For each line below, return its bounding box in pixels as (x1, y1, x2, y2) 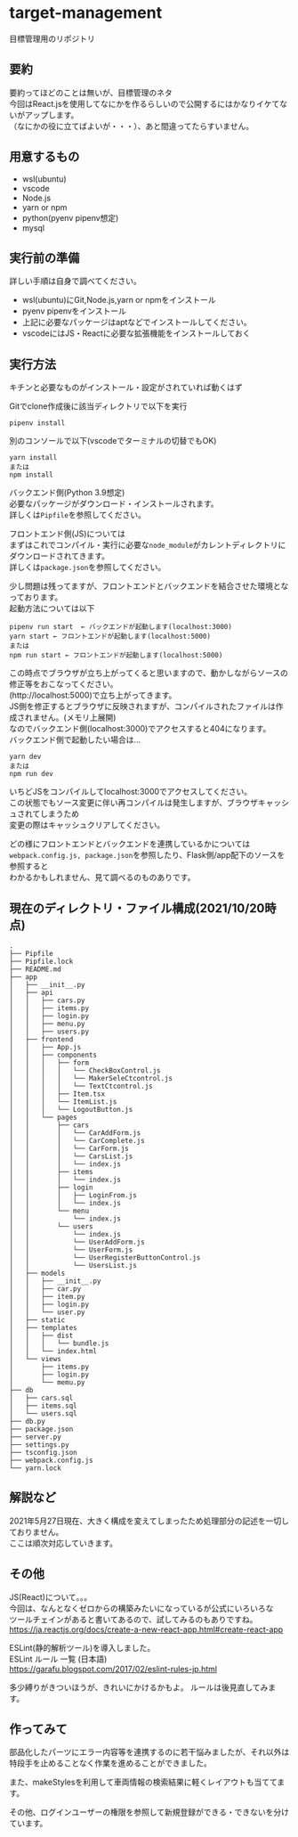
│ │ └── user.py (9, 1308, 86, 1317)
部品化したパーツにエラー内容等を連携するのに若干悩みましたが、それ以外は (9, 1747, 290, 1758)
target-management (9, 3, 163, 23)
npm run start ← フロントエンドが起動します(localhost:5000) (9, 651, 223, 660)
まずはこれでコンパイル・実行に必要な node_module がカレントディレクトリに (9, 540, 286, 551)
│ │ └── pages (9, 1113, 77, 1122)
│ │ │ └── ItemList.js (9, 1098, 117, 1106)
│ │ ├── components (9, 1050, 98, 1059)
